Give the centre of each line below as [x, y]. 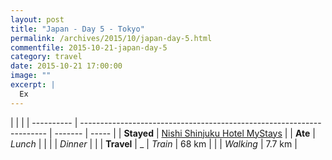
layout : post [37, 19]
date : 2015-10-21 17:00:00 [66, 66]
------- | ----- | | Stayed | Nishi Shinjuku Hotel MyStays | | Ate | [185, 133]
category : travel [46, 57]
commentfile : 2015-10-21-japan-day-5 [89, 47]
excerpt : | [33, 85]
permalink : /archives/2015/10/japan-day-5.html [111, 38]
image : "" [31, 76]
